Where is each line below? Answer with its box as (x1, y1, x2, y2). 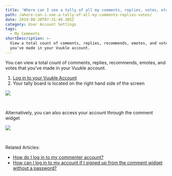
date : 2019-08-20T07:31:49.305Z (5, 17, 74, 22)
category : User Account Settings (5, 21, 77, 27)
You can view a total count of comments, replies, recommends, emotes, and (5, 59, 166, 65)
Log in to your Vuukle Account (12, 74, 77, 81)
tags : (5, 27, 17, 32)
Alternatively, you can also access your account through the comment (5, 109, 154, 115)
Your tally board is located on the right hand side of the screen (12, 80, 145, 86)
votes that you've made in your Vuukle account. (5, 65, 106, 71)
